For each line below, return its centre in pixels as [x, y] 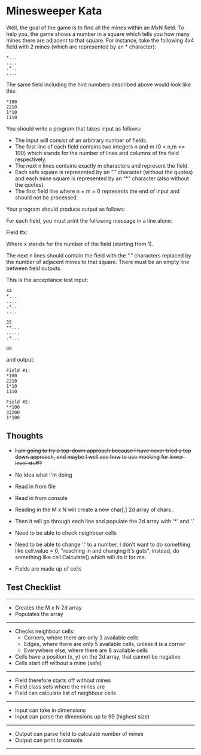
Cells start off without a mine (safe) [58, 663]
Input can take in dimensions [50, 710]
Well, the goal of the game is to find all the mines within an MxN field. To [95, 28]
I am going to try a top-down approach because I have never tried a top [103, 450]
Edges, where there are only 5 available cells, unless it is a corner [104, 644]
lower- [177, 457]
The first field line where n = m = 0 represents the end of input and [97, 191]
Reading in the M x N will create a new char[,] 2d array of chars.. [95, 510]
